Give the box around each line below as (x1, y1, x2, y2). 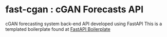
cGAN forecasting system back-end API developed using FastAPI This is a (5, 21, 162, 27)
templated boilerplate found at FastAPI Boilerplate (5, 26, 110, 32)
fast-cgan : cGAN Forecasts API (5, 4, 144, 15)
